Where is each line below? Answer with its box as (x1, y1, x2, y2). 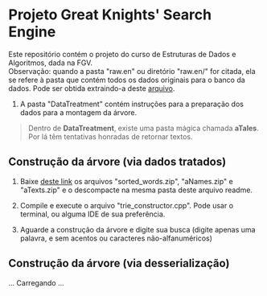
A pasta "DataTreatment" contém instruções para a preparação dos (19, 99, 244, 109)
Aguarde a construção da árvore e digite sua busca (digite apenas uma (19, 224, 256, 234)
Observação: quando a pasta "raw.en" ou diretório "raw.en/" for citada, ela (8, 66, 256, 76)
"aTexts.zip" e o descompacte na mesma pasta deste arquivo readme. (19, 185, 253, 195)
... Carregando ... (8, 277, 64, 287)
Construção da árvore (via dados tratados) (8, 155, 227, 169)
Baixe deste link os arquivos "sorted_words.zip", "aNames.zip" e (19, 176, 233, 186)
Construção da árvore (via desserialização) (8, 257, 230, 270)
